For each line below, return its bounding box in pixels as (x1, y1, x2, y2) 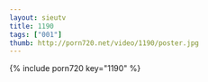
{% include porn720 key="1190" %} (9, 63, 141, 74)
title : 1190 (9, 22, 54, 31)
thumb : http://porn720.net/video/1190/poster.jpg (9, 38, 200, 48)
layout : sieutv (9, 13, 67, 23)
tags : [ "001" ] (9, 30, 63, 39)
